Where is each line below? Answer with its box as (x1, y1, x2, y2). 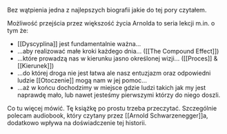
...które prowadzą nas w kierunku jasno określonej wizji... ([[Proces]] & (17, 54, 218, 63)
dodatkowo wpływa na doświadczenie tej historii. (7, 119, 147, 126)
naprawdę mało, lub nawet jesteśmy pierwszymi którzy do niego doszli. (17, 91, 221, 99)
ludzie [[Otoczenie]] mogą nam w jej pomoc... (17, 76, 147, 85)
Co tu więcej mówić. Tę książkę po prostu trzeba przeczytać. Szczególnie (7, 104, 217, 112)
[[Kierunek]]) (17, 62, 55, 69)
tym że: (7, 27, 29, 34)
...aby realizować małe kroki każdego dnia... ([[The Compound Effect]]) (17, 47, 219, 55)
